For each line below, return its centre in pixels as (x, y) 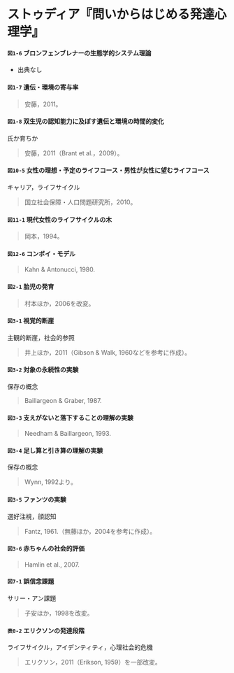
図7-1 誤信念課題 (31, 581)
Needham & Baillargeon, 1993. (68, 434)
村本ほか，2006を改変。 (59, 303)
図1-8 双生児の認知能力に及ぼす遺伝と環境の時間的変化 (86, 121)
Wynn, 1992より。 (51, 482)
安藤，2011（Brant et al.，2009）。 (74, 153)
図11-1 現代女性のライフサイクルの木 (60, 219)
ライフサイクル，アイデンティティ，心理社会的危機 (80, 647)
